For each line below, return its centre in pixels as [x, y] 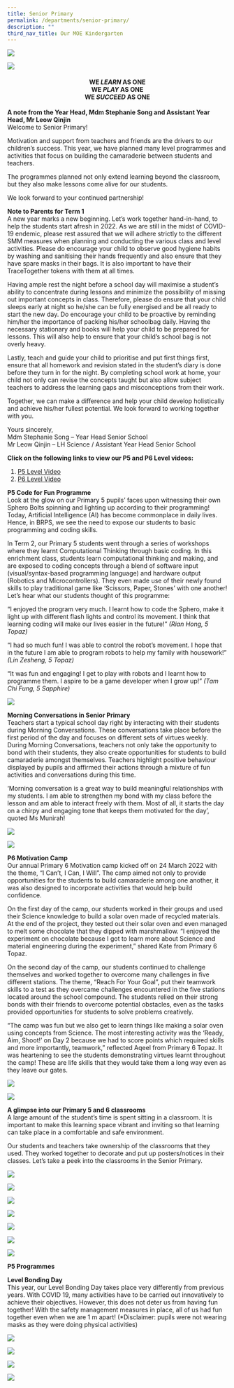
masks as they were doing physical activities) [73, 1325]
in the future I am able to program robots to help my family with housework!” [117, 653]
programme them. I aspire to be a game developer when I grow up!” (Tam [113, 681]
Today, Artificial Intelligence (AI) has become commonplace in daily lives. [112, 515]
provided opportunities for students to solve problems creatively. [101, 1012]
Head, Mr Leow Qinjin [39, 120]
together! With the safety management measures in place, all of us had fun [115, 1310]
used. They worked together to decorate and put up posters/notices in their [116, 1153]
